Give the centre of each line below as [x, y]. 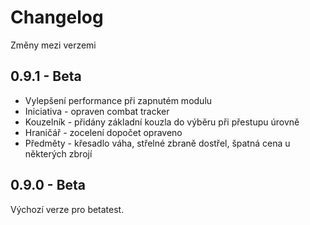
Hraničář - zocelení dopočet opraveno [103, 132]
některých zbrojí [58, 153]
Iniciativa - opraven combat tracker [97, 111]
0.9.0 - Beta [48, 185]
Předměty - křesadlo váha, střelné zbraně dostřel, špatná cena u [157, 143]
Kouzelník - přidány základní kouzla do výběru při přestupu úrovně [162, 122]
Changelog [57, 17]
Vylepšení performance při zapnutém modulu [118, 100]
